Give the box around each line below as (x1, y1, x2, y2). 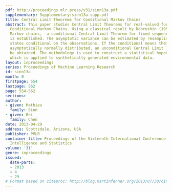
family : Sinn (10, 108, 38, 113)
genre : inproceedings (5, 151, 52, 156)
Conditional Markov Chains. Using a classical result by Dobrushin (10, 27, 157, 32)
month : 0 (5, 74, 24, 79)
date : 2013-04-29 (5, 121, 42, 127)
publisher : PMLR (5, 131, 40, 136)
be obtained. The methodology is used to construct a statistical (10, 50, 155, 55)
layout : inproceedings (5, 60, 54, 65)
